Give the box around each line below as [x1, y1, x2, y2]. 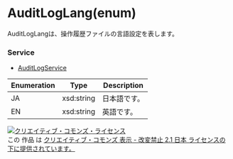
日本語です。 [102, 94, 145, 104]
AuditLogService [17, 64, 67, 72]
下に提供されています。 [7, 144, 76, 153]
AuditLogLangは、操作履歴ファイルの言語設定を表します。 [7, 29, 179, 38]
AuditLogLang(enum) [7, 5, 136, 21]
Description [102, 80, 144, 90]
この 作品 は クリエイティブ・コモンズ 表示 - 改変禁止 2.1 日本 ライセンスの [7, 136, 226, 144]
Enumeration [11, 80, 55, 90]
